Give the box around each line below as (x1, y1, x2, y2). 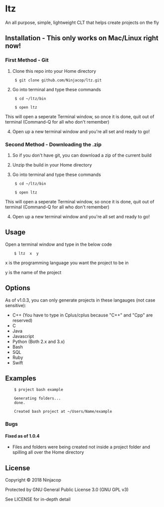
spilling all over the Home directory (12, 449, 84, 455)
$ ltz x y (14, 251, 39, 256)
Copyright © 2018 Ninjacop (5, 477, 61, 483)
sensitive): (5, 302, 26, 308)
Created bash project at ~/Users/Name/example (14, 409, 112, 414)
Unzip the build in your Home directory (12, 162, 92, 168)
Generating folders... (14, 396, 61, 401)
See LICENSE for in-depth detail (5, 497, 71, 503)
